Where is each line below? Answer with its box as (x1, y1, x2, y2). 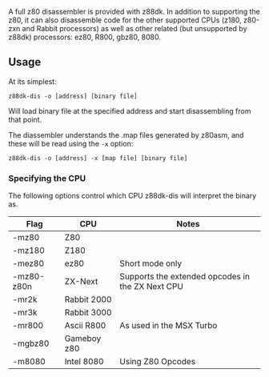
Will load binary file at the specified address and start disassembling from (8, 106, 251, 115)
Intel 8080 (64, 356, 104, 367)
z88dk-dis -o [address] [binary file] (8, 92, 138, 100)
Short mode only (119, 258, 183, 269)
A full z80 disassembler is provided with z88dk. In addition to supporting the (8, 7, 260, 16)
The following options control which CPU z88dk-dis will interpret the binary (8, 191, 257, 201)
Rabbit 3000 (64, 307, 112, 319)
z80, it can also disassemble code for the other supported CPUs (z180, (8, 15, 242, 25)
